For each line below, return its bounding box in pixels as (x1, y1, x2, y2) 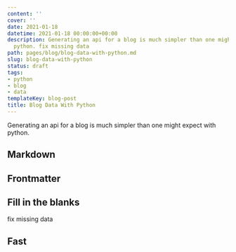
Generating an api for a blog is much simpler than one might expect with (7, 121, 216, 129)
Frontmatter (7, 173, 61, 185)
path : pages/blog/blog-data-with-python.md (7, 50, 137, 57)
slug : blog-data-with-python (7, 56, 93, 63)
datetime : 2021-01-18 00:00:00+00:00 (7, 29, 118, 37)
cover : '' (7, 17, 37, 24)
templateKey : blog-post (7, 95, 77, 102)
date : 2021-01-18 (7, 23, 58, 30)
